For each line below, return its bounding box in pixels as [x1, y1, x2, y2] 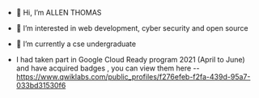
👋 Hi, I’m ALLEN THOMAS [15, 8, 102, 17]
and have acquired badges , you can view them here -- [15, 63, 200, 73]
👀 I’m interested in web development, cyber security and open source [15, 23, 248, 32]
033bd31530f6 [15, 81, 66, 90]
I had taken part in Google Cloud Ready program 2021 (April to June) [15, 55, 245, 64]
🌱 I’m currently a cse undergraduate [15, 39, 136, 49]
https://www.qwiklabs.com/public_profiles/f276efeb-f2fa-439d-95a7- [15, 72, 251, 81]
